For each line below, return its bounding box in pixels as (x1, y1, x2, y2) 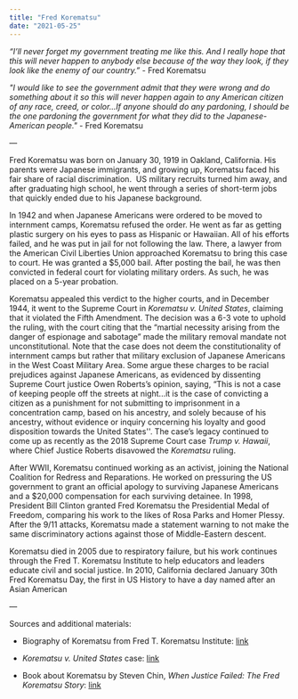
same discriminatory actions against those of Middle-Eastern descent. (9, 528, 267, 539)
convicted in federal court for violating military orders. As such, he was (9, 267, 270, 277)
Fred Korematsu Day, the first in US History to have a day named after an (9, 574, 276, 585)
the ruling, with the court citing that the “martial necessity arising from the (9, 322, 280, 333)
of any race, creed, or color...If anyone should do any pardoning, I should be (9, 101, 290, 111)
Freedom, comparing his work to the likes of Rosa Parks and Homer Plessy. (9, 509, 286, 520)
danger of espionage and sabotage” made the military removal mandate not (9, 331, 286, 341)
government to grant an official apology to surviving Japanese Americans (9, 481, 279, 491)
